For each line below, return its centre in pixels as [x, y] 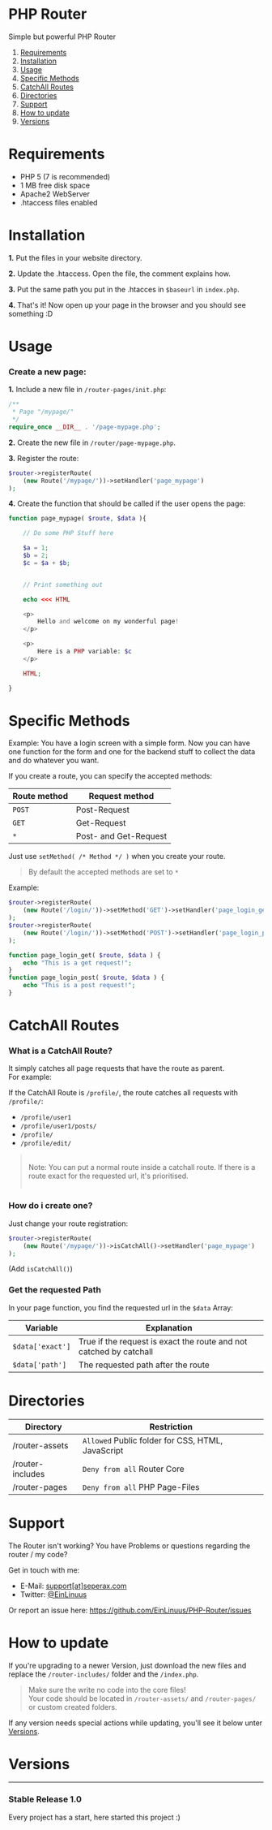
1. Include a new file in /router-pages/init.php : [87, 390]
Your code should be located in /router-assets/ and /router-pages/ [142, 1698]
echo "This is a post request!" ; [79, 986]
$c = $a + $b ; [47, 563]
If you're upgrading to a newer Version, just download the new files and [127, 1665]
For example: [30, 1077]
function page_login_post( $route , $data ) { [86, 978]
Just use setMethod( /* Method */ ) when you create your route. [117, 857]
